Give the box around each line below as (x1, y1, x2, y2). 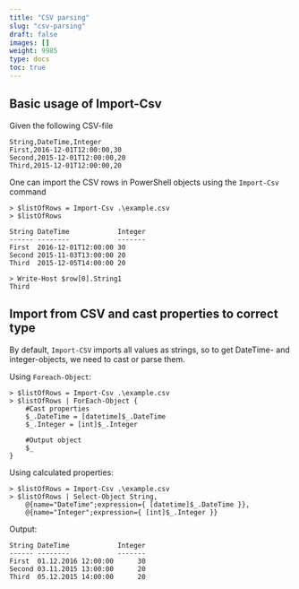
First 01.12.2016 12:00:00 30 (9, 557, 146, 566)
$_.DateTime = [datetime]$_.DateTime (25, 411, 167, 421)
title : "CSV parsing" (9, 13, 90, 22)
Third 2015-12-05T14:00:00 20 (9, 258, 126, 267)
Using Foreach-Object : (9, 371, 92, 382)
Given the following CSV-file (9, 120, 114, 131)
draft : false (9, 30, 58, 39)
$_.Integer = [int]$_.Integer (25, 420, 139, 429)
